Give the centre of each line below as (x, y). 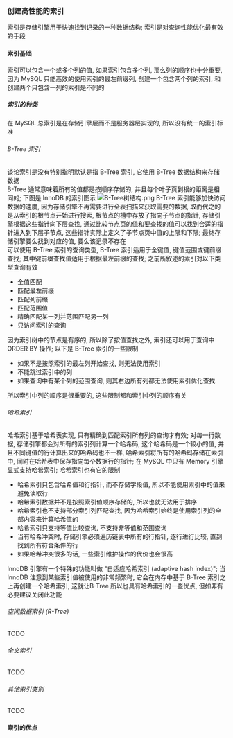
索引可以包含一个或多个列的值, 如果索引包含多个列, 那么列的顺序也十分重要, (115, 70)
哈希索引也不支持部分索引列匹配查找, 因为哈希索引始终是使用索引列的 (116, 510)
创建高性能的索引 (36, 10)
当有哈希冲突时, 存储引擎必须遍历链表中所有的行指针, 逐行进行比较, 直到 (120, 536)
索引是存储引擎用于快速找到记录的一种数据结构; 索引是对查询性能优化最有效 (115, 27)
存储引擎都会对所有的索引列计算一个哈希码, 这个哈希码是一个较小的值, (116, 443)
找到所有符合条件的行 (48, 545)
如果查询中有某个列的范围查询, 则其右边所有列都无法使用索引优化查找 (116, 380)
